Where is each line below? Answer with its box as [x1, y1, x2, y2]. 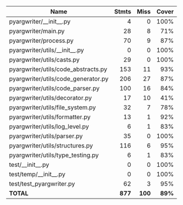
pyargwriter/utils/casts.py [9, 56, 80, 63]
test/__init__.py [9, 161, 49, 169]
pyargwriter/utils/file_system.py [9, 103, 96, 111]
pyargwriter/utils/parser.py [9, 132, 83, 140]
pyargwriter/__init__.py [9, 18, 71, 25]
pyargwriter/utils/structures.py [9, 142, 93, 149]
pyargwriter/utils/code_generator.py [9, 75, 109, 83]
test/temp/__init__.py [9, 170, 66, 178]
